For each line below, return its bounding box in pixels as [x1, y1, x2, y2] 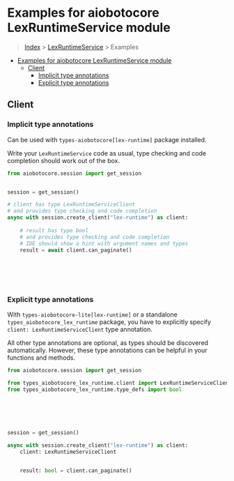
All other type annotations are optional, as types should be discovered [7, 339, 209, 347]
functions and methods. [7, 353, 76, 362]
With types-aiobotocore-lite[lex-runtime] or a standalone [7, 310, 178, 319]
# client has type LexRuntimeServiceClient [7, 201, 136, 208]
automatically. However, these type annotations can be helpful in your [7, 346, 208, 355]
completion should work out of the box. [7, 156, 120, 165]
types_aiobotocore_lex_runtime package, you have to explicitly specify [7, 318, 211, 326]
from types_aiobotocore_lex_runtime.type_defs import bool [7, 386, 182, 393]
